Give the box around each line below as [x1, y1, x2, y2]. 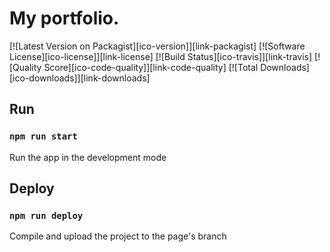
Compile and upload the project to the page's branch [9, 230, 227, 242]
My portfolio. [9, 7, 120, 30]
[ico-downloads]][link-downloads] [9, 72, 151, 84]
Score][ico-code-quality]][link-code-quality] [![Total [43, 61, 259, 73]
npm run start [9, 131, 78, 142]
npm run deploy [9, 210, 84, 221]
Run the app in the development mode [9, 151, 167, 163]
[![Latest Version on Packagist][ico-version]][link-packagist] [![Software [9, 40, 306, 52]
